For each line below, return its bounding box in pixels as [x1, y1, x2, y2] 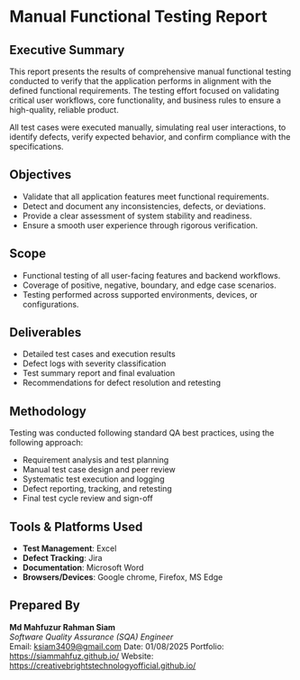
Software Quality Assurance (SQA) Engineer [9, 631, 174, 642]
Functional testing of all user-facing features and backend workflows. [22, 270, 281, 280]
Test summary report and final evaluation [22, 368, 176, 379]
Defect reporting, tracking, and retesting [22, 483, 173, 494]
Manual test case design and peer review [22, 464, 176, 475]
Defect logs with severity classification [22, 358, 167, 369]
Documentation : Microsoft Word [22, 562, 144, 574]
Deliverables [9, 325, 82, 340]
